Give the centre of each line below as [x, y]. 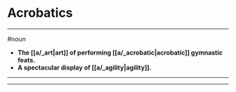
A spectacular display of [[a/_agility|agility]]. [84, 67]
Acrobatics [40, 13]
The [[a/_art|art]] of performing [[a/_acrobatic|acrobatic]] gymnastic [120, 52]
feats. [26, 60]
